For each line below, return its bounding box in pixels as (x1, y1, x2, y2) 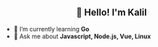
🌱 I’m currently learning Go (13, 25, 90, 33)
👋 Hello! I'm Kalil (76, 7, 147, 18)
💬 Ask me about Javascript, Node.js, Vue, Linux (13, 32, 151, 40)
